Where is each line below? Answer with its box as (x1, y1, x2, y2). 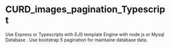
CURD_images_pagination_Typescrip (5, 4, 165, 15)
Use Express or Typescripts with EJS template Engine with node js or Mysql (5, 31, 164, 37)
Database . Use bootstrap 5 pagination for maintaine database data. (5, 37, 148, 43)
